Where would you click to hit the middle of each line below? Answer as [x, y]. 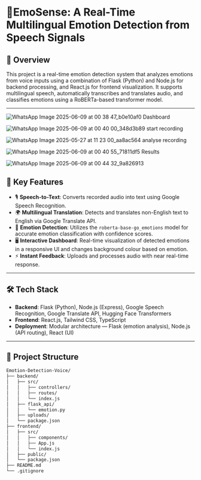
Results [150, 152]
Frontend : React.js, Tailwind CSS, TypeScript [70, 319]
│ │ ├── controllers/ [38, 388]
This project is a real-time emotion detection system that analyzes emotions [100, 74]
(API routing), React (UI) [44, 333]
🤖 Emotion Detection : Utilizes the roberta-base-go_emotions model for [101, 227]
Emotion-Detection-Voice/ [38, 371]
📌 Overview [28, 60]
